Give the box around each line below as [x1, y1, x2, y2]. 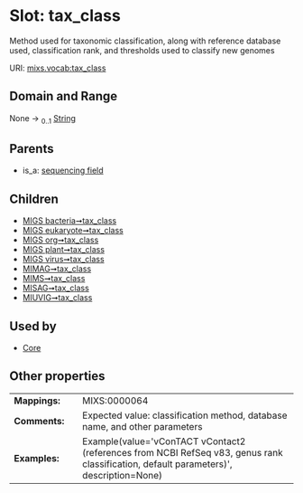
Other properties [9, 368, 106, 384]
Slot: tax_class [9, 5, 122, 26]
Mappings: [14, 394, 61, 407]
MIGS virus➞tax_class [22, 254, 106, 265]
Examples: [14, 451, 60, 464]
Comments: [14, 414, 65, 427]
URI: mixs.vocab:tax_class [9, 62, 106, 73]
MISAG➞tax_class [22, 282, 90, 294]
